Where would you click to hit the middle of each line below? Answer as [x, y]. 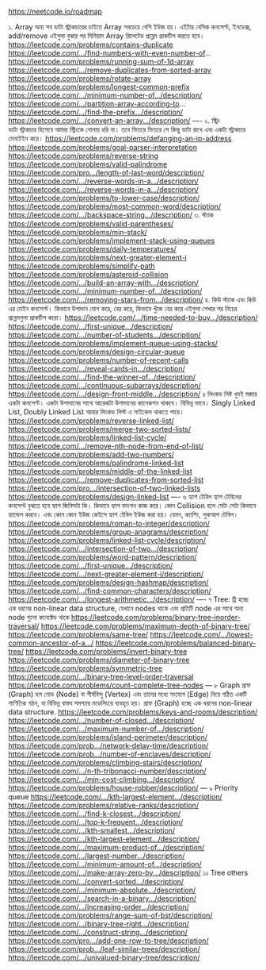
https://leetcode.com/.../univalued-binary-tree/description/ [104, 957]
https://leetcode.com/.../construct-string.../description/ [98, 932]
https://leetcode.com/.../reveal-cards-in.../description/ [97, 369]
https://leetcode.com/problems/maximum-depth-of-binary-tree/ [146, 626]
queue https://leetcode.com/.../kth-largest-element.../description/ [115, 797]
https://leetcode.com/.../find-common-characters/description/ [110, 591]
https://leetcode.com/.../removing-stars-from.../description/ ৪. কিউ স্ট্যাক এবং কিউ [132, 300]
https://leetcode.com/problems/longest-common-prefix [99, 87]
